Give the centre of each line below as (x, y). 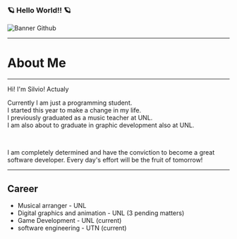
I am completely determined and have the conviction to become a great (111, 153)
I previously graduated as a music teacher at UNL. (80, 118)
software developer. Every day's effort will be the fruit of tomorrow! (105, 160)
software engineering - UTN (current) (72, 228)
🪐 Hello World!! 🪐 (39, 10)
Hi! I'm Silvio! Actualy (38, 89)
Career (23, 189)
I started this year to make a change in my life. (74, 110)
